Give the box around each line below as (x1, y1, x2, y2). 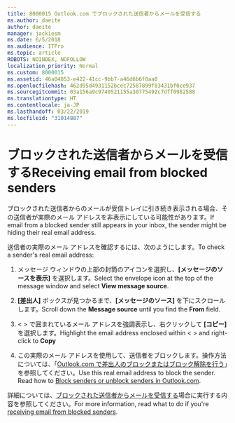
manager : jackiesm (7, 29, 61, 37)
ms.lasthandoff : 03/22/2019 (7, 108, 90, 115)
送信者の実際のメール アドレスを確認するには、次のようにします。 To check (7, 243, 225, 251)
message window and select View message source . (17, 281, 169, 290)
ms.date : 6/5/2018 (7, 36, 61, 43)
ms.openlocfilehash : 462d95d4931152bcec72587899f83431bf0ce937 (7, 82, 196, 89)
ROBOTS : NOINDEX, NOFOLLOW (7, 56, 86, 63)
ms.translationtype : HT (7, 95, 77, 102)
